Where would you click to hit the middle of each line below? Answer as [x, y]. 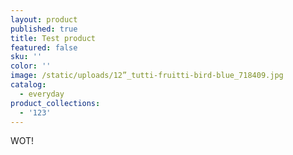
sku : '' [26, 57]
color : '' [31, 66]
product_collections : [55, 103]
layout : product [44, 19]
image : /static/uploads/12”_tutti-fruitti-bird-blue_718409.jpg [147, 76]
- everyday [42, 94]
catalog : [28, 85]
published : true [44, 29]
